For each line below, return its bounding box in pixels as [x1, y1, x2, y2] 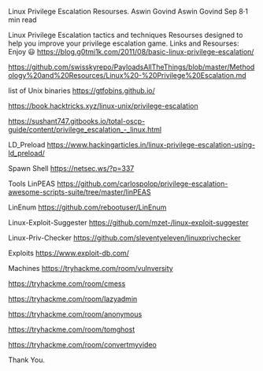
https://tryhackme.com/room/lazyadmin [8, 295, 138, 303]
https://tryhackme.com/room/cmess [8, 279, 126, 288]
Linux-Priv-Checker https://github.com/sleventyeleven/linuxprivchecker [8, 233, 242, 243]
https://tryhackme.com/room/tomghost [8, 325, 135, 334]
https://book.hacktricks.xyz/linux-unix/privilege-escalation [8, 102, 198, 110]
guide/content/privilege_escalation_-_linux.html [8, 125, 162, 134]
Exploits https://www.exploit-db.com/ [8, 248, 130, 258]
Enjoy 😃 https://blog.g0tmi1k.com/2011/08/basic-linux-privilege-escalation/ [8, 47, 254, 56]
